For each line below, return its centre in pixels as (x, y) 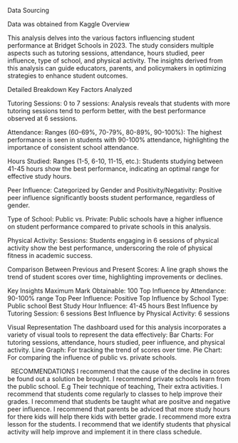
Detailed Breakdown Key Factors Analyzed (70, 89)
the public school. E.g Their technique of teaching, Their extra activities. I (115, 386)
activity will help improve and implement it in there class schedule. (105, 432)
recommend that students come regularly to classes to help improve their (115, 394)
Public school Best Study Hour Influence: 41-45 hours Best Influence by (113, 306)
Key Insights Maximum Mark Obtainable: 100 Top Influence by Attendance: (117, 291)
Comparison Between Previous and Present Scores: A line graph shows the (118, 269)
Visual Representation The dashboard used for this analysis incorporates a (117, 327)
